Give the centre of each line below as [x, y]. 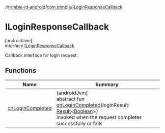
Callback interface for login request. [41, 55]
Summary [107, 84]
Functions [21, 71]
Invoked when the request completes [99, 117]
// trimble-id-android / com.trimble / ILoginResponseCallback [64, 7]
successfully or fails [79, 123]
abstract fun [70, 99]
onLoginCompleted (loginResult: [93, 105]
